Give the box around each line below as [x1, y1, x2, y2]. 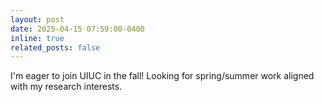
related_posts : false [10, 42, 101, 53]
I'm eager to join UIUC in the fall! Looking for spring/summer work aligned [10, 70, 315, 82]
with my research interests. [10, 81, 123, 93]
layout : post [10, 14, 65, 25]
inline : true [10, 33, 65, 43]
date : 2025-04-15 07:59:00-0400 [10, 24, 145, 34]
